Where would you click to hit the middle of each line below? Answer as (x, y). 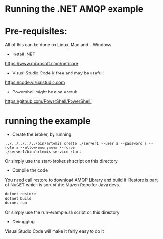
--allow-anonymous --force (48, 148)
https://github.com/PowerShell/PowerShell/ (48, 101)
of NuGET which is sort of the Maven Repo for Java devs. (63, 185)
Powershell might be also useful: (45, 92)
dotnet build (18, 198)
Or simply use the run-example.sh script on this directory (62, 212)
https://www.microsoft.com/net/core (42, 64)
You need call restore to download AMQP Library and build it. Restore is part (81, 180)
